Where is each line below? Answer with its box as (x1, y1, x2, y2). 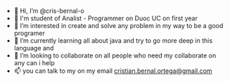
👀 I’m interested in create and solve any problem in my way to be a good (13, 22, 224, 29)
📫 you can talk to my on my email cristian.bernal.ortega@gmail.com (13, 67, 212, 75)
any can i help (13, 59, 55, 67)
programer (13, 29, 46, 37)
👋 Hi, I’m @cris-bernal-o (13, 7, 84, 15)
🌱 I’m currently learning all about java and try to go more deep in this (13, 36, 213, 45)
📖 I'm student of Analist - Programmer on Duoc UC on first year (13, 14, 198, 22)
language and (13, 44, 54, 52)
